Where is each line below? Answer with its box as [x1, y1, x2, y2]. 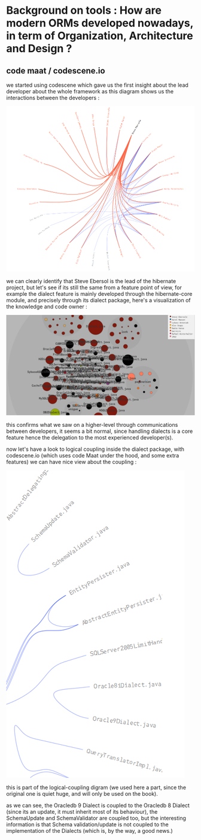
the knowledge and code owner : [6, 303, 88, 310]
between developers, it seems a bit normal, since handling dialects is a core [6, 427, 193, 435]
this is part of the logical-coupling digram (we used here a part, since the [6, 784, 187, 791]
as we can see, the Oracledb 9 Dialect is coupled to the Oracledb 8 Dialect [6, 802, 190, 809]
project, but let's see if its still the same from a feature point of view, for [6, 284, 182, 291]
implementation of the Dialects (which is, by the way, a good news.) [6, 827, 173, 834]
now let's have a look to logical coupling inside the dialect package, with [6, 445, 184, 453]
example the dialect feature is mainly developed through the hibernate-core [6, 290, 193, 297]
